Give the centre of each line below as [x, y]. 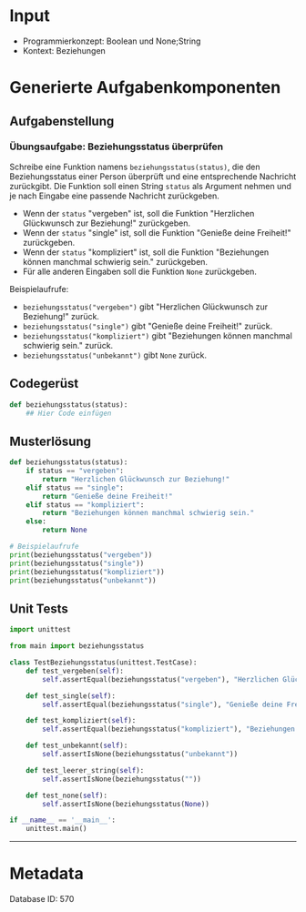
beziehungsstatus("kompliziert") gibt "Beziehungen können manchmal [158, 335]
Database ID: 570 [42, 899]
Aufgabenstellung [62, 121]
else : [36, 522]
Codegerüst [44, 384]
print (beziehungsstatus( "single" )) [77, 563]
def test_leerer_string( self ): [85, 770]
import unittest [40, 630]
